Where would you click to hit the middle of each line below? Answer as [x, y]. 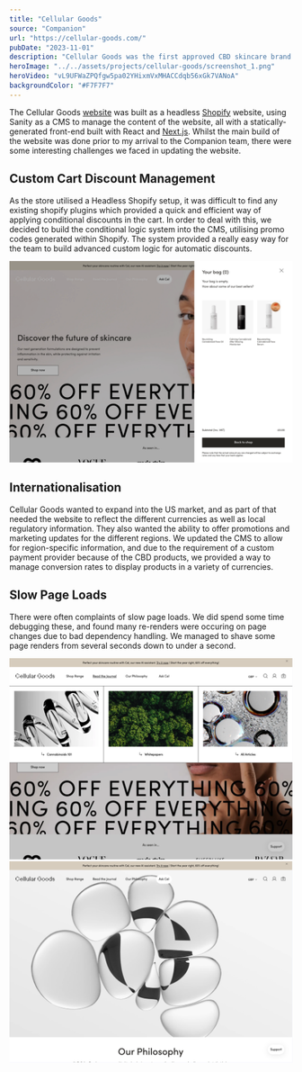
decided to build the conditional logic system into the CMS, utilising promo [147, 229]
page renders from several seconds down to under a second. [123, 645]
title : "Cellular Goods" [56, 19]
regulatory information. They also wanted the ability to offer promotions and [150, 528]
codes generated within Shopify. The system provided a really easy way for [149, 239]
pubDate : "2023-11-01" [52, 48]
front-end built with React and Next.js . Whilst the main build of [164, 131]
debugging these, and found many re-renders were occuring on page [138, 626]
